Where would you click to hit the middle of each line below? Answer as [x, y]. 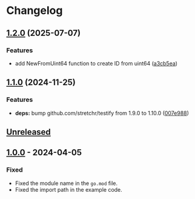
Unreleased [29, 132]
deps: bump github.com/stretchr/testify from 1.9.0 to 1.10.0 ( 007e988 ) [102, 113]
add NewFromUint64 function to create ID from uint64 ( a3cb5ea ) [96, 63]
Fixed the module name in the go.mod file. [66, 183]
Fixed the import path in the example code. [68, 189]
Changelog [35, 11]
